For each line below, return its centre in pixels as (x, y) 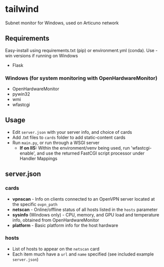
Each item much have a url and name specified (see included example (83, 254)
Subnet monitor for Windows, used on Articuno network (62, 23)
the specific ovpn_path (35, 204)
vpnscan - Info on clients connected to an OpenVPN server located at (83, 199)
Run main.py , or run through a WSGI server (56, 143)
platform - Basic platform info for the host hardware (65, 225)
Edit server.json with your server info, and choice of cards (72, 132)
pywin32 (21, 94)
